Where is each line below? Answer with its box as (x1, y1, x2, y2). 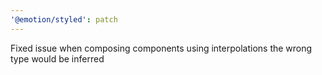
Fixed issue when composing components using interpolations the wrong (10, 42, 313, 54)
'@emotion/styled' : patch (10, 14, 118, 25)
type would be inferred (10, 52, 105, 65)
